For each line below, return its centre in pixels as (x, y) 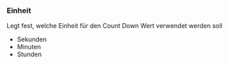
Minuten (29, 47)
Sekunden (32, 39)
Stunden (29, 54)
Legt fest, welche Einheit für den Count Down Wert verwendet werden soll (115, 26)
